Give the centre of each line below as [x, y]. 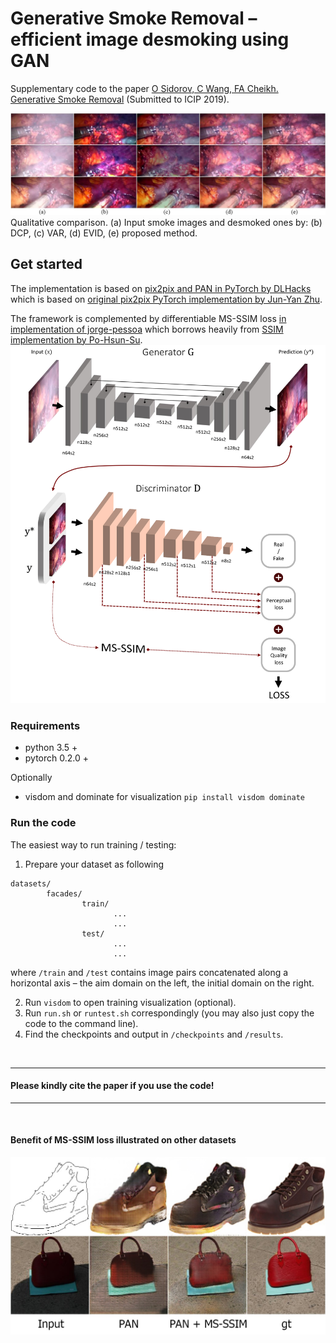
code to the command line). [81, 1023]
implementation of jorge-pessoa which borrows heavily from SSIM [147, 329]
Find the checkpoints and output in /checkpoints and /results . [154, 1034]
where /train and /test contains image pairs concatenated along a [149, 972]
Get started [46, 264]
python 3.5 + [51, 748]
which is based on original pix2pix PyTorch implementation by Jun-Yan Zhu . [166, 299]
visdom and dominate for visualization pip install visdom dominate [164, 797]
